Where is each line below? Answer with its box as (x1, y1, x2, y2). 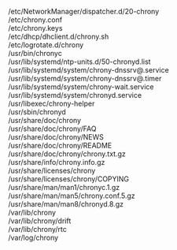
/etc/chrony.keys (8, 24, 63, 32)
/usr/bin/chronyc (8, 49, 63, 58)
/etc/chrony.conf (8, 15, 63, 24)
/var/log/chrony (8, 233, 59, 242)
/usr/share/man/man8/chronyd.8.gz (8, 200, 124, 208)
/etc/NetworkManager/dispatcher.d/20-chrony (8, 7, 160, 16)
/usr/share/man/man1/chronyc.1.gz (8, 183, 120, 192)
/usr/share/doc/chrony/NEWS (8, 132, 104, 141)
